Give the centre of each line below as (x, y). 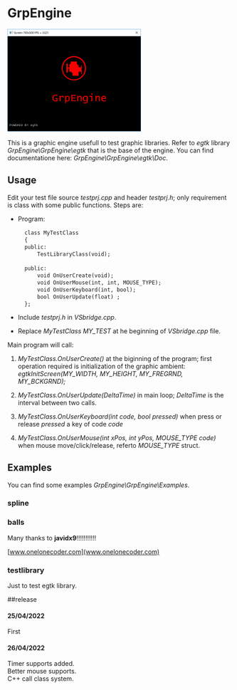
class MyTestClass (52, 233)
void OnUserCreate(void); (75, 276)
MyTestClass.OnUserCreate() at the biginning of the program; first (115, 358)
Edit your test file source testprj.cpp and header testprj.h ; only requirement (117, 197)
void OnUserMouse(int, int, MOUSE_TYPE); (99, 283)
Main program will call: (41, 345)
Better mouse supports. (42, 671)
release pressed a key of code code (70, 424)
